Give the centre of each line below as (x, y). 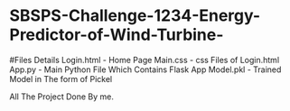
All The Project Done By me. (62, 97)
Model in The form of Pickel (61, 79)
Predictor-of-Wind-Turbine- (117, 35)
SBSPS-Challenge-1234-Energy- (135, 16)
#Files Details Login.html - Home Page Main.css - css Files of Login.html (145, 60)
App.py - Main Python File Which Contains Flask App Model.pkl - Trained (145, 69)
